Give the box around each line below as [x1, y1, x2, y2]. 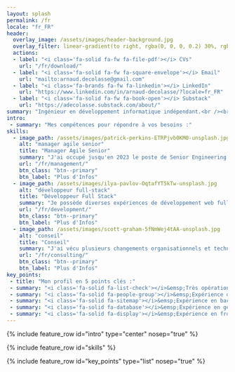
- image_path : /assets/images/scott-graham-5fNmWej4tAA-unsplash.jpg [13, 225, 220, 232]
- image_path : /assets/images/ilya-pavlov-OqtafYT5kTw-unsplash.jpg [13, 180, 217, 187]
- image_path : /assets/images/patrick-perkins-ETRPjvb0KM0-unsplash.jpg [13, 134, 230, 141]
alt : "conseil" [19, 232, 64, 239]
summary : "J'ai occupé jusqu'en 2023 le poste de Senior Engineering [19, 154, 227, 161]
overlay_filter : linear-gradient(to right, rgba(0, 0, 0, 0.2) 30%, [13, 43, 217, 50]
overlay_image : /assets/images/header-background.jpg [13, 36, 173, 44]
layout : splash [6, 10, 51, 18]
